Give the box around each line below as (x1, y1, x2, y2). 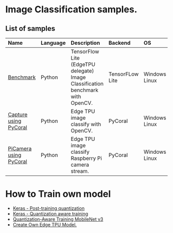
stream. (71, 168, 89, 174)
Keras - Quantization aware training (12, 210, 89, 217)
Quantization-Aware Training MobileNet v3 (12, 216, 103, 222)
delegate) (71, 67, 94, 74)
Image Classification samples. (5, 4, 137, 15)
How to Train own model (5, 188, 111, 200)
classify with (71, 121, 101, 128)
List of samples (5, 24, 56, 33)
